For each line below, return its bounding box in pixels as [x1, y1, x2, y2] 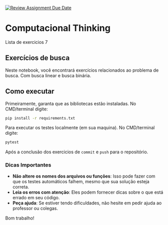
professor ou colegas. [12, 205, 58, 211]
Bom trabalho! [5, 215, 35, 221]
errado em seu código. [12, 194, 60, 200]
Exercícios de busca [5, 53, 70, 63]
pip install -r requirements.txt [5, 116, 75, 121]
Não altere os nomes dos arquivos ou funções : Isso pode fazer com [12, 173, 156, 179]
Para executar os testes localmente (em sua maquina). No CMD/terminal [5, 125, 155, 131]
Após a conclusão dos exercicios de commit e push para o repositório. [5, 149, 148, 155]
